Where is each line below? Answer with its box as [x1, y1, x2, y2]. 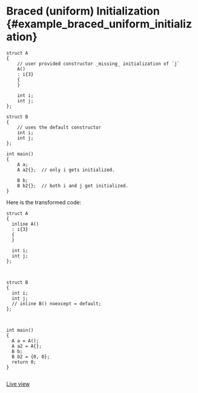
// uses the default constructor [17, 124, 102, 130]
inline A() [12, 221, 39, 227]
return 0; [12, 359, 36, 365]
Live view [6, 380, 30, 388]
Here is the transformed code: [6, 198, 82, 206]
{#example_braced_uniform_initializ [6, 17, 193, 31]
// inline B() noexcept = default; [12, 300, 102, 307]
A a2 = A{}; [12, 343, 42, 349]
